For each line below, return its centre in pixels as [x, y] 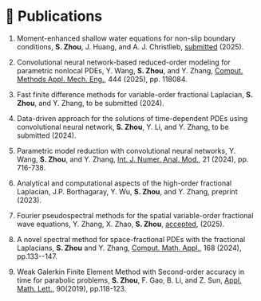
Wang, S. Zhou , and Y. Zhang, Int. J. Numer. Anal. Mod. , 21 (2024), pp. [132, 159]
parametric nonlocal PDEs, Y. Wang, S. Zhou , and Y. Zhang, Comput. [130, 70]
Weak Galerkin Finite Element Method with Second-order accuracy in [130, 272]
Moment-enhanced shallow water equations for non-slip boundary [126, 38]
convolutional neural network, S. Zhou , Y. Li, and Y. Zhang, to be [123, 127]
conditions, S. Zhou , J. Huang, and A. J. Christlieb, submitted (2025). [130, 46]
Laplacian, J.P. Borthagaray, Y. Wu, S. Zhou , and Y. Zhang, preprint [127, 191]
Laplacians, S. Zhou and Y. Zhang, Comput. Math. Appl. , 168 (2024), [129, 248]
